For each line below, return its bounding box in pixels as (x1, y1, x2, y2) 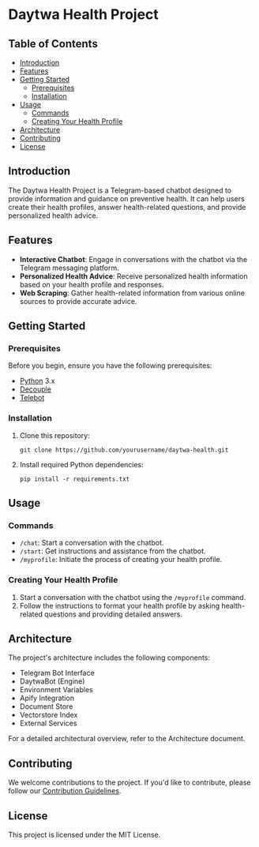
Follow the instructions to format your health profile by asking (19, 601, 220, 610)
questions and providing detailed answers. (44, 609, 183, 619)
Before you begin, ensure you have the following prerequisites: (8, 361, 212, 370)
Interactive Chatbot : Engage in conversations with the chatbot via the (19, 254, 248, 264)
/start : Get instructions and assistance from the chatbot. (19, 546, 207, 556)
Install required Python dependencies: (19, 459, 144, 469)
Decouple (19, 384, 51, 394)
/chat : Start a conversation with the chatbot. (19, 538, 164, 548)
